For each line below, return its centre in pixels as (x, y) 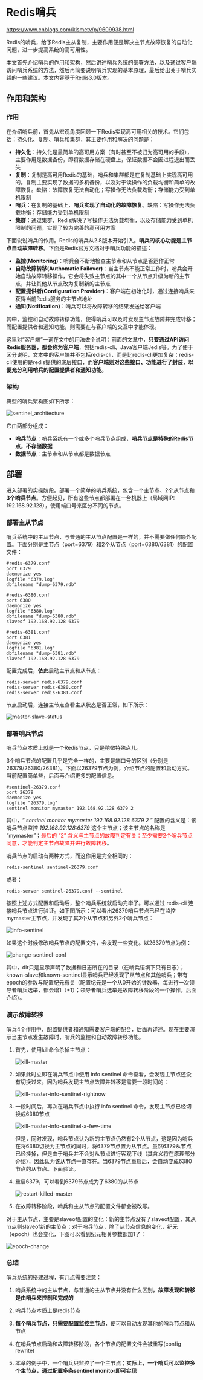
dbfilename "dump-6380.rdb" (42, 617)
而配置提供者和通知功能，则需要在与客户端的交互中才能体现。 (83, 327)
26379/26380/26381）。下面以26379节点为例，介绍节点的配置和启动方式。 (100, 768)
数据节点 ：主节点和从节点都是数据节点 (63, 454)
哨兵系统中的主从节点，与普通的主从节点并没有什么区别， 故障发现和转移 (105, 1290)
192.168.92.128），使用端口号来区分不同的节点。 (66, 505)
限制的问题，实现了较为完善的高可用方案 (65, 227)
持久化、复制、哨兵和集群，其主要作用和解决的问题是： (85, 139)
